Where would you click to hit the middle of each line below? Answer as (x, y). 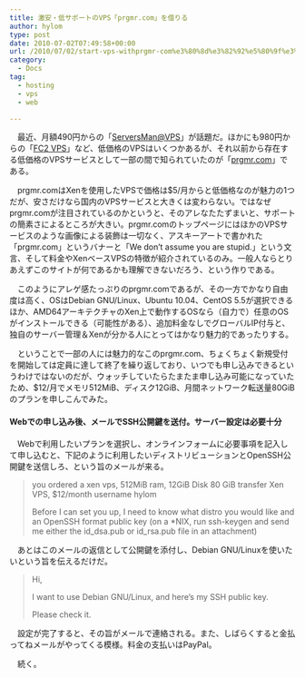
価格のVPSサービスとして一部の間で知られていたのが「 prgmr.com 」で (157, 160)
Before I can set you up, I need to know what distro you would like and (163, 511)
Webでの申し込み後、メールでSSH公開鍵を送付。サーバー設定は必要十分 (146, 421)
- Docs (30, 69)
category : (28, 60)
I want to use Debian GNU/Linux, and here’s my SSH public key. (150, 596)
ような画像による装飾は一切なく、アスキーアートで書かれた (152, 236)
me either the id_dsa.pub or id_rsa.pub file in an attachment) (144, 531)
